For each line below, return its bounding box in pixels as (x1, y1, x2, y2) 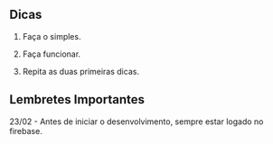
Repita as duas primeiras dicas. (22, 66, 140, 76)
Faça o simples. (22, 31, 81, 41)
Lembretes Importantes (9, 92, 146, 107)
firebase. (9, 125, 42, 136)
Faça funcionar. (22, 49, 81, 59)
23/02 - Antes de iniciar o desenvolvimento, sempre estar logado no (9, 116, 264, 127)
